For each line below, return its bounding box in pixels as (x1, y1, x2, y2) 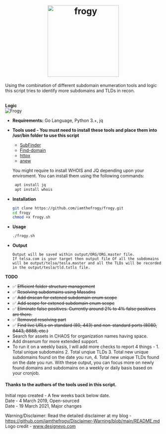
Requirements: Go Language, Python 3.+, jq (12, 117, 103, 123)
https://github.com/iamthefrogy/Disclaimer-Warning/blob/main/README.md (5, 418, 160, 424)
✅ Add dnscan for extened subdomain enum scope (12, 295, 117, 301)
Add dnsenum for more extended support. (12, 339, 99, 345)
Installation (12, 196, 36, 202)
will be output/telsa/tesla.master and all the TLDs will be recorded (12, 261, 162, 266)
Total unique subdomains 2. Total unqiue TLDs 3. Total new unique (12, 349, 149, 355)
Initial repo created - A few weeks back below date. (5, 393, 111, 399)
